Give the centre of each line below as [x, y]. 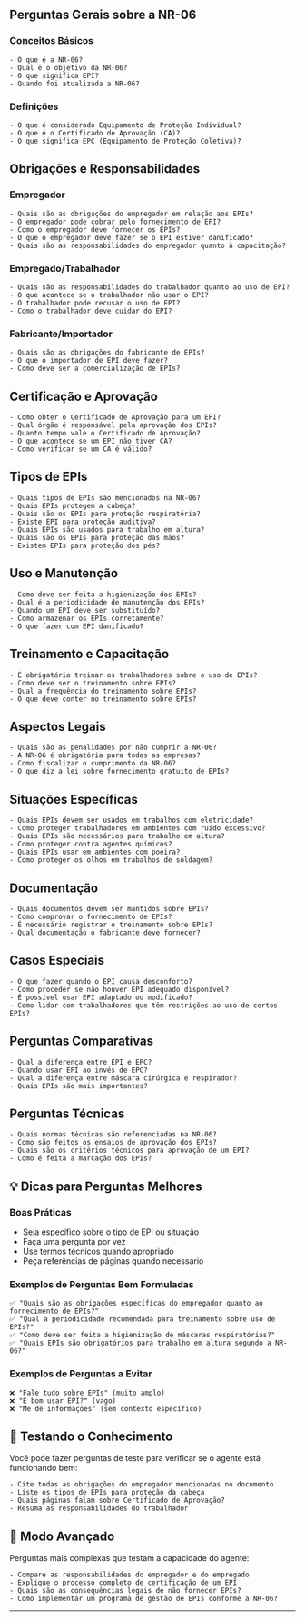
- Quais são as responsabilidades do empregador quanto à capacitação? [148, 245]
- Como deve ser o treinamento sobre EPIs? [93, 683]
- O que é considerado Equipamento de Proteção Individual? [126, 125]
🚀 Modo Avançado [62, 1536]
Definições [34, 106]
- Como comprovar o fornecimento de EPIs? [91, 916]
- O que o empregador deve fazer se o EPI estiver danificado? [132, 237]
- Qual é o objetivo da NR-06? [69, 67]
